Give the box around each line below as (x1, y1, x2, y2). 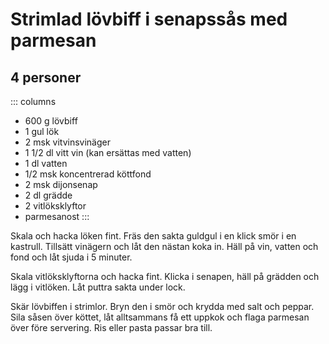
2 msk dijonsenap (24, 179, 98, 190)
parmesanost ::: (24, 211, 90, 222)
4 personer (10, 69, 82, 86)
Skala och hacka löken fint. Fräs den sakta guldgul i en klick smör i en (10, 230, 297, 242)
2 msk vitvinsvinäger (24, 136, 111, 148)
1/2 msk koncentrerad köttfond (24, 168, 152, 180)
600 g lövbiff (24, 115, 78, 127)
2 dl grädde (24, 189, 73, 201)
